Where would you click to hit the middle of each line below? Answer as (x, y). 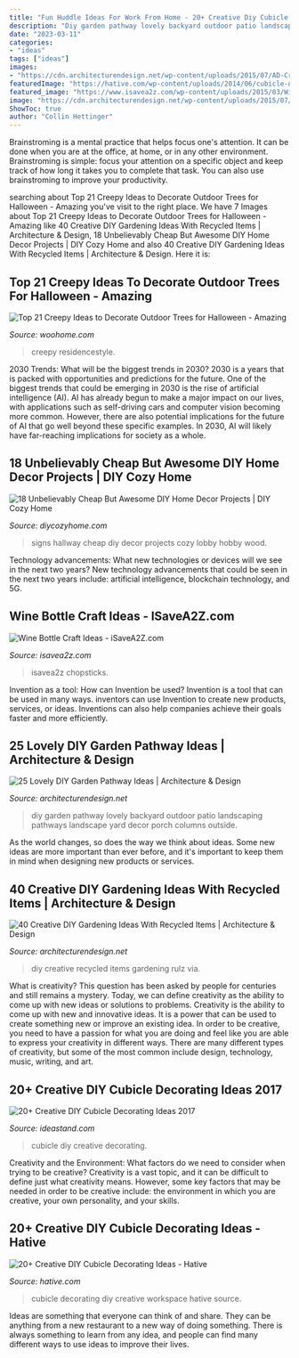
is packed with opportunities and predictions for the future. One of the (138, 378)
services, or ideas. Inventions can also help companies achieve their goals (145, 708)
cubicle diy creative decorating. (89, 1146)
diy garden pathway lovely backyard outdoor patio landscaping (147, 816)
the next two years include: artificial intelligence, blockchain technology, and (149, 579)
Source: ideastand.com (52, 1128)
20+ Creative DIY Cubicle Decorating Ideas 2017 (146, 1090)
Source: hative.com (45, 1281)
